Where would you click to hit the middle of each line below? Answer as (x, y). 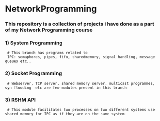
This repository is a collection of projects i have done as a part (80, 24)
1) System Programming (34, 43)
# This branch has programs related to (48, 53)
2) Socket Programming (33, 73)
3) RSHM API (20, 100)
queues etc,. (18, 61)
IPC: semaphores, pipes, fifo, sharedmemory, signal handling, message (81, 57)
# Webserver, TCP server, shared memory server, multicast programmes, (81, 83)
